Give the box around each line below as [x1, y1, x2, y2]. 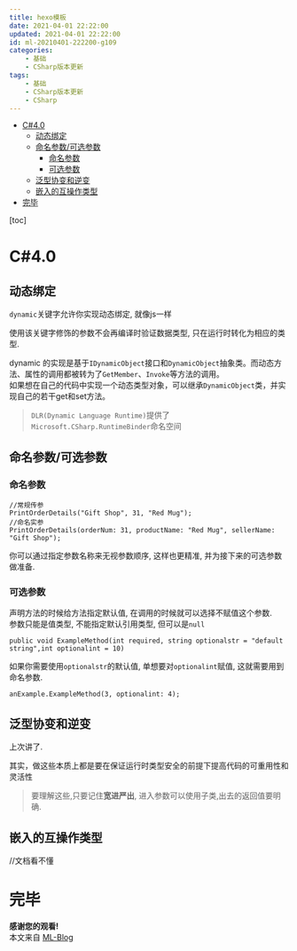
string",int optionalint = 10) [9, 644, 125, 653]
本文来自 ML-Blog [9, 931, 74, 942]
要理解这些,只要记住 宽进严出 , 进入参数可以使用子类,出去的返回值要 [30, 790, 273, 801]
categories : [9, 46, 53, 55]
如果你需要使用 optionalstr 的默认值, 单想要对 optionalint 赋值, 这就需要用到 [9, 661, 285, 672]
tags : [9, 71, 29, 80]
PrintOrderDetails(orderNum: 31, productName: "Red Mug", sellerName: [9, 526, 276, 535]
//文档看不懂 [9, 855, 55, 866]
